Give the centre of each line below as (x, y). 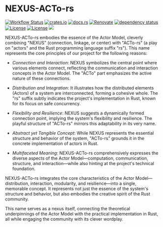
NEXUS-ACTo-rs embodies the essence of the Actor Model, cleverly (74, 37)
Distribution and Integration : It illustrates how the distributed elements (83, 88)
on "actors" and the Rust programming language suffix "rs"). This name (77, 48)
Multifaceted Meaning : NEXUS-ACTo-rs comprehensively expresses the (85, 153)
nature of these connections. (41, 78)
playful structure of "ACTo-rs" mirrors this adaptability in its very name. (84, 123)
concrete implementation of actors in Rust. (55, 143)
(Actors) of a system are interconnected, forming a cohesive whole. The (85, 93)
